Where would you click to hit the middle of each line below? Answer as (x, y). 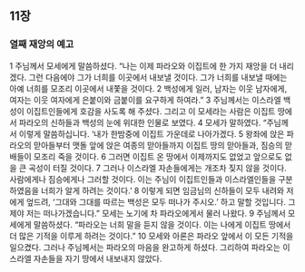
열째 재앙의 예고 (42, 44)
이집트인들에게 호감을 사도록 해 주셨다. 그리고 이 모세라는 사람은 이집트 (151, 111)
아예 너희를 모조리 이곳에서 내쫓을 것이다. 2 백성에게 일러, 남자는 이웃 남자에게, (148, 88)
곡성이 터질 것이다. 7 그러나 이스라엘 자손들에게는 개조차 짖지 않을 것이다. (158, 168)
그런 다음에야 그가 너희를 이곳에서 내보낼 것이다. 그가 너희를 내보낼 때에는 (158, 77)
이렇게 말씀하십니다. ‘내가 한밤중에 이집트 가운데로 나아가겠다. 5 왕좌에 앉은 (152, 133)
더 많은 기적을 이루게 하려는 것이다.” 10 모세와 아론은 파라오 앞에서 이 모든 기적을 (152, 236)
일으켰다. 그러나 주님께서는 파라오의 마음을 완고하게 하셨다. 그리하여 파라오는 (145, 247)
